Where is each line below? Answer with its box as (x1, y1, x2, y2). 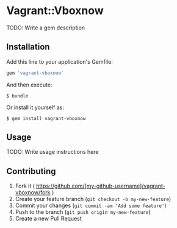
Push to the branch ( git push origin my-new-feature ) (15, 208, 151, 216)
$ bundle (6, 93, 29, 99)
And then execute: (6, 81, 52, 88)
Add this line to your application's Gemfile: (6, 58, 113, 65)
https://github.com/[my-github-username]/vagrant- (35, 182, 166, 190)
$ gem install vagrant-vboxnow (6, 115, 86, 121)
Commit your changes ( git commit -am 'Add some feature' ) (15, 202, 167, 209)
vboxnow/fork (15, 189, 51, 196)
